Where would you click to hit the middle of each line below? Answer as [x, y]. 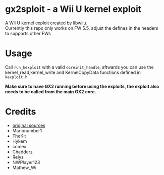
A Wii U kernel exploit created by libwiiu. [46, 23]
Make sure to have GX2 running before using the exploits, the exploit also [82, 86]
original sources [29, 125]
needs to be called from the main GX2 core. [51, 91]
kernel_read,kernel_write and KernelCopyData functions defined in [73, 72]
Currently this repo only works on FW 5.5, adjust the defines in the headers [82, 28]
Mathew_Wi [24, 168]
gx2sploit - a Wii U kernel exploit [73, 9]
